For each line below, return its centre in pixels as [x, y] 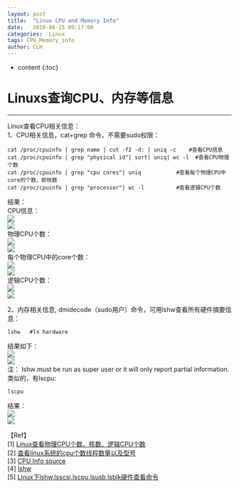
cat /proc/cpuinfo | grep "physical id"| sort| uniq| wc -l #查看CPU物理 [118, 157]
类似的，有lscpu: [32, 378]
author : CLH [25, 47]
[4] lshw [20, 468]
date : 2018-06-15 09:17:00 [51, 27]
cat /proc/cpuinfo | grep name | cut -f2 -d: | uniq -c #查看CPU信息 [115, 150]
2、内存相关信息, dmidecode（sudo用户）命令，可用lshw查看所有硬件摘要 [116, 309]
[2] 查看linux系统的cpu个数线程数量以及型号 [72, 452]
